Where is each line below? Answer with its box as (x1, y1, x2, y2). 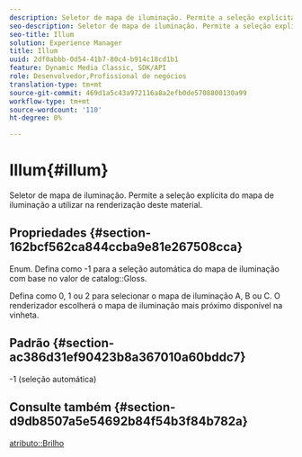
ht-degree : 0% (9, 113, 63, 122)
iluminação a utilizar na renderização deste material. (9, 200, 203, 211)
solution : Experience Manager (9, 38, 123, 48)
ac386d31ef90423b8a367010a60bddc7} (9, 350, 246, 365)
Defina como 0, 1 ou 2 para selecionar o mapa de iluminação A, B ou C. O (9, 290, 280, 301)
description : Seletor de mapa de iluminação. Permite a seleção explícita (9, 13, 296, 22)
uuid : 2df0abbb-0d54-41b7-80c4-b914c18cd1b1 (9, 55, 179, 64)
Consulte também (9, 399, 112, 415)
